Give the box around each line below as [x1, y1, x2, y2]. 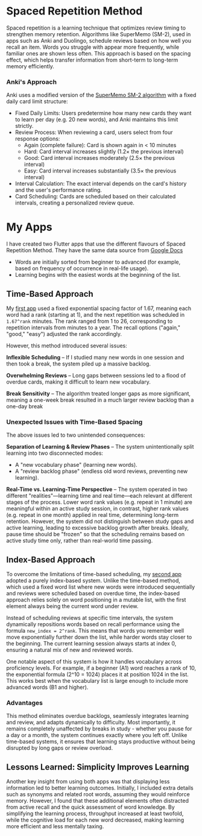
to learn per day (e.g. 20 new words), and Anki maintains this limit [14, 116, 178, 123]
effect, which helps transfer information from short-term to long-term [6, 56, 178, 63]
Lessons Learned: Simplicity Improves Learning [6, 762, 189, 772]
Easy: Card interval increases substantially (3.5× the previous [24, 167, 177, 174]
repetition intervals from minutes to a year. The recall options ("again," [6, 324, 181, 331]
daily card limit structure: [6, 98, 68, 105]
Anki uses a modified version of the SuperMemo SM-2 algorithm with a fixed [6, 92, 197, 99]
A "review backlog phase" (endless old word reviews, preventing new [14, 467, 188, 475]
